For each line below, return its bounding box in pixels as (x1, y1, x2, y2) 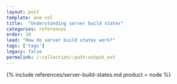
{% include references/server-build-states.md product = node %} (6, 71, 172, 78)
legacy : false (6, 49, 43, 55)
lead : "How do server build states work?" (6, 37, 116, 43)
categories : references (6, 26, 67, 32)
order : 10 (6, 32, 32, 38)
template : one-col (6, 15, 53, 21)
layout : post (6, 9, 40, 15)
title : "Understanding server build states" (6, 20, 123, 26)
